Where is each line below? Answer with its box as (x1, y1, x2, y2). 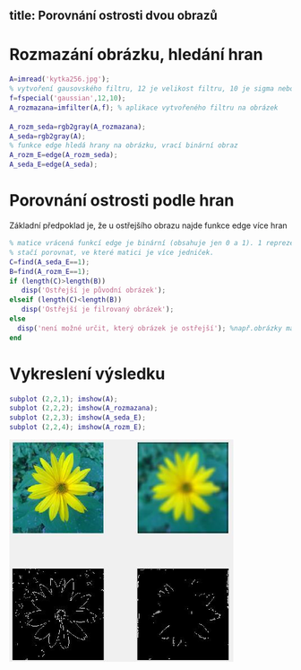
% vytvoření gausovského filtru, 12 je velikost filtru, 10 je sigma (9, 84, 275, 93)
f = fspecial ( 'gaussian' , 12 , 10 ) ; (9, 94, 126, 103)
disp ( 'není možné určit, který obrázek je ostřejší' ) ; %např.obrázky (17, 323, 282, 332)
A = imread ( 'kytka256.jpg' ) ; (9, 75, 110, 84)
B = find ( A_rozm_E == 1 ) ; (9, 267, 90, 276)
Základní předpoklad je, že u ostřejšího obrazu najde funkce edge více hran (9, 220, 288, 231)
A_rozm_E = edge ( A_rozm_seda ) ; (9, 151, 118, 160)
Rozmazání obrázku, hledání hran (9, 44, 263, 65)
